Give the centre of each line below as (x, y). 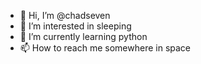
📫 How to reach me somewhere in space (105, 48)
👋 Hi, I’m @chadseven (65, 15)
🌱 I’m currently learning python (83, 36)
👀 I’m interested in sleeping (75, 26)
